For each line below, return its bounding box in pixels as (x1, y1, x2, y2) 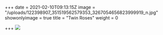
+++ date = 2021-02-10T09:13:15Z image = (5, 4, 96, 10)
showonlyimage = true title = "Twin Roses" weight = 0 (5, 15, 119, 20)
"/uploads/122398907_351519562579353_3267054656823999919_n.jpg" (5, 9, 158, 15)
